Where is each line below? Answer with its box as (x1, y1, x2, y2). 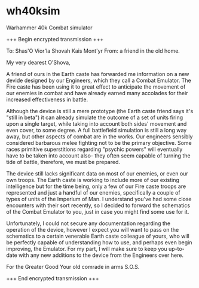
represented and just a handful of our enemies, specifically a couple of (6, 189, 180, 196)
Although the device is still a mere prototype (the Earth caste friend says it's (6, 107, 194, 114)
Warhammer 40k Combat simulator (6, 24, 93, 31)
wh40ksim (6, 4, 61, 18)
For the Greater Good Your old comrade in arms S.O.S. (6, 263, 140, 270)
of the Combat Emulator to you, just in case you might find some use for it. (6, 208, 189, 215)
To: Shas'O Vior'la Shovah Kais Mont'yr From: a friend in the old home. (6, 47, 180, 54)
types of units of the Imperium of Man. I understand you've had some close (6, 195, 192, 202)
